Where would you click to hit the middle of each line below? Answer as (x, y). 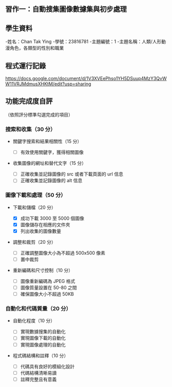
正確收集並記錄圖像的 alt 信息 (51, 181)
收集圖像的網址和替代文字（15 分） (49, 163)
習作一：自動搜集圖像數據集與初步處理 (66, 9)
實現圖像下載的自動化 (43, 338)
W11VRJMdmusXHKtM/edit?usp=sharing (48, 84)
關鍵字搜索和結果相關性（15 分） (47, 141)
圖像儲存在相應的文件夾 (45, 224)
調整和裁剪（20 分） (34, 242)
